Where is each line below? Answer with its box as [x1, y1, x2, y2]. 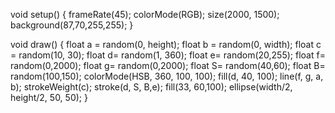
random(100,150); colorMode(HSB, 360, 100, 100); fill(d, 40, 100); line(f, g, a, [10, 70, 324, 82]
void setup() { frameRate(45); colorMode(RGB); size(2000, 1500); [10, 9, 280, 20]
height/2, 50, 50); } [10, 92, 88, 103]
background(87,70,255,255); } [10, 19, 134, 31]
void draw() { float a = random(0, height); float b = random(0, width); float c [10, 39, 322, 50]
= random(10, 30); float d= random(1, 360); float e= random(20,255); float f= [10, 49, 326, 61]
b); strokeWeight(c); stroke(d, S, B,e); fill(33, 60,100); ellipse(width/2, [10, 81, 293, 93]
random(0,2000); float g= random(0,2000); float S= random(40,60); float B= [10, 60, 326, 71]
